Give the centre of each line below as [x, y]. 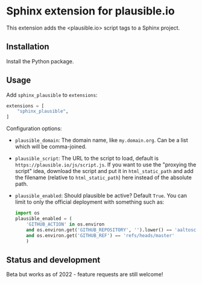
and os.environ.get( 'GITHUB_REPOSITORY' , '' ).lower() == [99, 230]
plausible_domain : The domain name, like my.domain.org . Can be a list [101, 140]
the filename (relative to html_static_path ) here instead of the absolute [103, 178]
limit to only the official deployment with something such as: [90, 202]
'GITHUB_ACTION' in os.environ [65, 224]
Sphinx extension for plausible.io [90, 11]
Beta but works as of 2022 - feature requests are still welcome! [85, 274]
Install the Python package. [40, 61]
